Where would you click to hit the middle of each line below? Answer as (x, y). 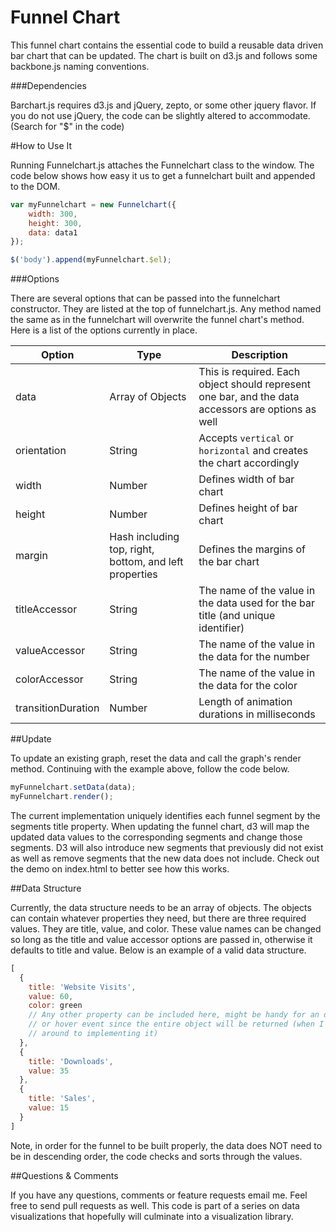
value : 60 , (51, 996)
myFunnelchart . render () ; (62, 797)
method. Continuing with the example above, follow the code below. (150, 769)
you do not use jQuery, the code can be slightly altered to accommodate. (160, 115)
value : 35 (49, 1071)
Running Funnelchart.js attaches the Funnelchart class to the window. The (162, 165)
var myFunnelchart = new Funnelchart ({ (93, 204)
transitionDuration (57, 708)
